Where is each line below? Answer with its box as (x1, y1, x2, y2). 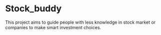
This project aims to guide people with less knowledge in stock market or (5, 19, 156, 25)
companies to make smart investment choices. (5, 24, 101, 30)
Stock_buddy (5, 3, 62, 14)
